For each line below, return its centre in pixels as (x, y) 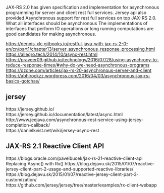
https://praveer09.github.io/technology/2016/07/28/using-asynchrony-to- (83, 60)
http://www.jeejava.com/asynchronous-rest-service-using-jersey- (74, 120)
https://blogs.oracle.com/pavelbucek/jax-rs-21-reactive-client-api (74, 158)
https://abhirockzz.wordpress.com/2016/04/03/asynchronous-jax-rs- (78, 76)
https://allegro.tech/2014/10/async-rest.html (52, 54)
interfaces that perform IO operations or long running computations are (80, 29)
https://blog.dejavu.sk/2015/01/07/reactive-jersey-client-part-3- (72, 174)
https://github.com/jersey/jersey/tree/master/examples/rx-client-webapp (81, 185)
